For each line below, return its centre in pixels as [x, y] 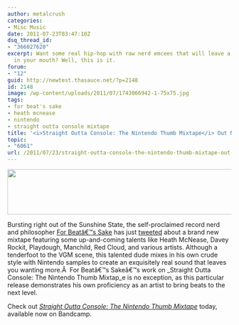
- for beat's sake [34, 107]
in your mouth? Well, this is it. [65, 60]
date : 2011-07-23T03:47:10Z [49, 34]
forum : [17, 67]
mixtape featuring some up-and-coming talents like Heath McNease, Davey [118, 240]
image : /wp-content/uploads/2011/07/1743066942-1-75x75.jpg [99, 93]
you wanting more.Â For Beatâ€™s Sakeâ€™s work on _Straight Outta [109, 270]
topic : [17, 139]
